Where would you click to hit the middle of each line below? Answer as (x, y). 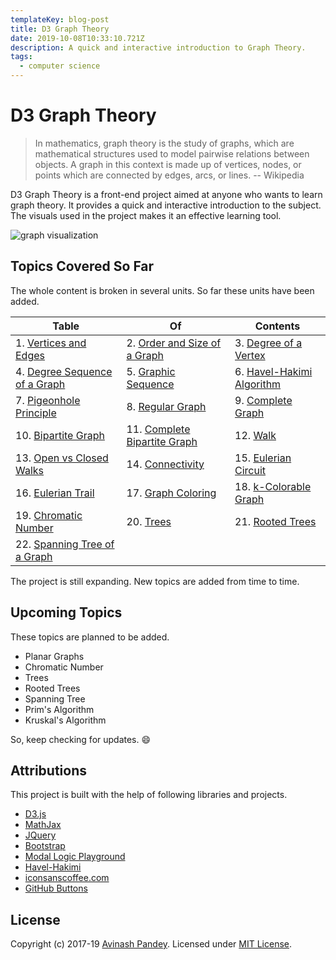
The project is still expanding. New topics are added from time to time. (155, 581)
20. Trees (149, 521)
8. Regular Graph (166, 406)
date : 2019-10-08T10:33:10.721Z (77, 38)
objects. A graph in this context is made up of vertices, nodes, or (168, 164)
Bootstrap (45, 846)
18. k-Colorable (273, 486)
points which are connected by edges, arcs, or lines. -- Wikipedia (169, 175)
